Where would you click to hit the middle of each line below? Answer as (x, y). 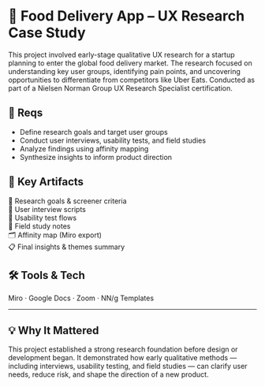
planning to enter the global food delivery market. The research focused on (130, 63)
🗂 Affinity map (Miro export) (55, 235)
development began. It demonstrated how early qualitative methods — (123, 358)
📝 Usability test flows (43, 218)
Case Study (47, 33)
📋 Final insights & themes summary (67, 247)
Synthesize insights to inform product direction (95, 157)
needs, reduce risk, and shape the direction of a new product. (108, 374)
